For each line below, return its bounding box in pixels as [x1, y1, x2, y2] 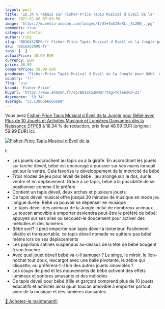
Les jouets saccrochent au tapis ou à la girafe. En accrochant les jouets [12, 157, 157, 163]
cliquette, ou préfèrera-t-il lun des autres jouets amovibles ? [12, 263, 134, 269]
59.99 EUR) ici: [5, 128, 35, 134]
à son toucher [12, 247, 41, 253]
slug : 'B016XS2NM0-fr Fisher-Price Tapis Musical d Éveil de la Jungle [5, 39, 155, 44]
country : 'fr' [5, 76, 34, 81]
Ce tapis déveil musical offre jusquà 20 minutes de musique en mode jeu [12, 194, 160, 200]
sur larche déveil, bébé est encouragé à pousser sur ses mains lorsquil [12, 163, 156, 169]
